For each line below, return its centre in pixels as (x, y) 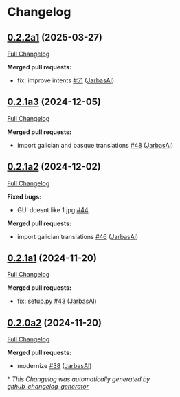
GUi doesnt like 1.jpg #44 (53, 209)
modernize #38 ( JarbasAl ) (54, 366)
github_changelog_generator (48, 387)
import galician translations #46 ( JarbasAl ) (78, 236)
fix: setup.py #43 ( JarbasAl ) (57, 301)
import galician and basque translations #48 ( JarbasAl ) (95, 145)
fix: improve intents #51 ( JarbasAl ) (66, 80)
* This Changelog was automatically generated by (79, 379)
